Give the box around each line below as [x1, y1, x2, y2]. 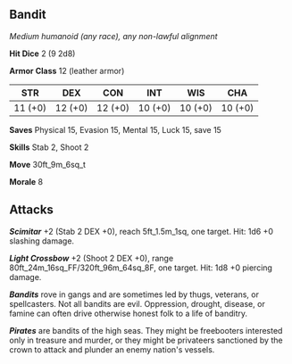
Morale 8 [9, 176, 44, 186]
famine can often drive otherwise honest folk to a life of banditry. [9, 308, 248, 318]
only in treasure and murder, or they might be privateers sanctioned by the [9, 335, 283, 345]
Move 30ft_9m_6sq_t [9, 159, 87, 170]
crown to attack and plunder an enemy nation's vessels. [9, 343, 215, 355]
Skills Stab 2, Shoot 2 [9, 142, 89, 153]
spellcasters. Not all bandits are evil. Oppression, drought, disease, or [9, 298, 265, 309]
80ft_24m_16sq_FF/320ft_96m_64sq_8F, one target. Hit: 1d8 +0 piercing [9, 262, 272, 273]
